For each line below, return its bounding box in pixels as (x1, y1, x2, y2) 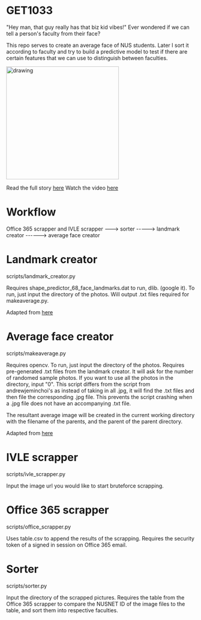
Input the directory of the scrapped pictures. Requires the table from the (6, 594, 185, 601)
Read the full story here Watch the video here (6, 184, 119, 191)
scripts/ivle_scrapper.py (6, 470, 66, 477)
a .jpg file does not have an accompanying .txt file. (6, 400, 131, 407)
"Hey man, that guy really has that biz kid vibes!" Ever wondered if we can (6, 23, 190, 31)
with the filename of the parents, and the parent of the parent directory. (6, 418, 183, 425)
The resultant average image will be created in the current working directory (6, 411, 195, 418)
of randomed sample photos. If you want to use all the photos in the (6, 374, 174, 381)
